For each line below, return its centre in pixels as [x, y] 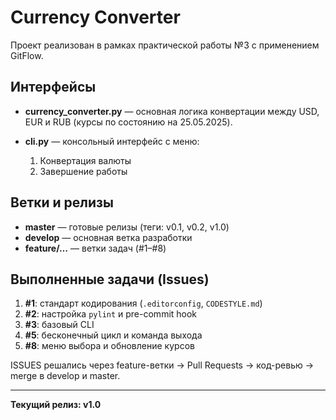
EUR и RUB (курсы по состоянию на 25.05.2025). [128, 122]
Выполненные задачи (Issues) [110, 279]
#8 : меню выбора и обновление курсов [109, 346]
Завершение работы [83, 171]
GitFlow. [27, 55]
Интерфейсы [53, 87]
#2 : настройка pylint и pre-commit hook [111, 314]
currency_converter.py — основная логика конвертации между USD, [172, 111]
